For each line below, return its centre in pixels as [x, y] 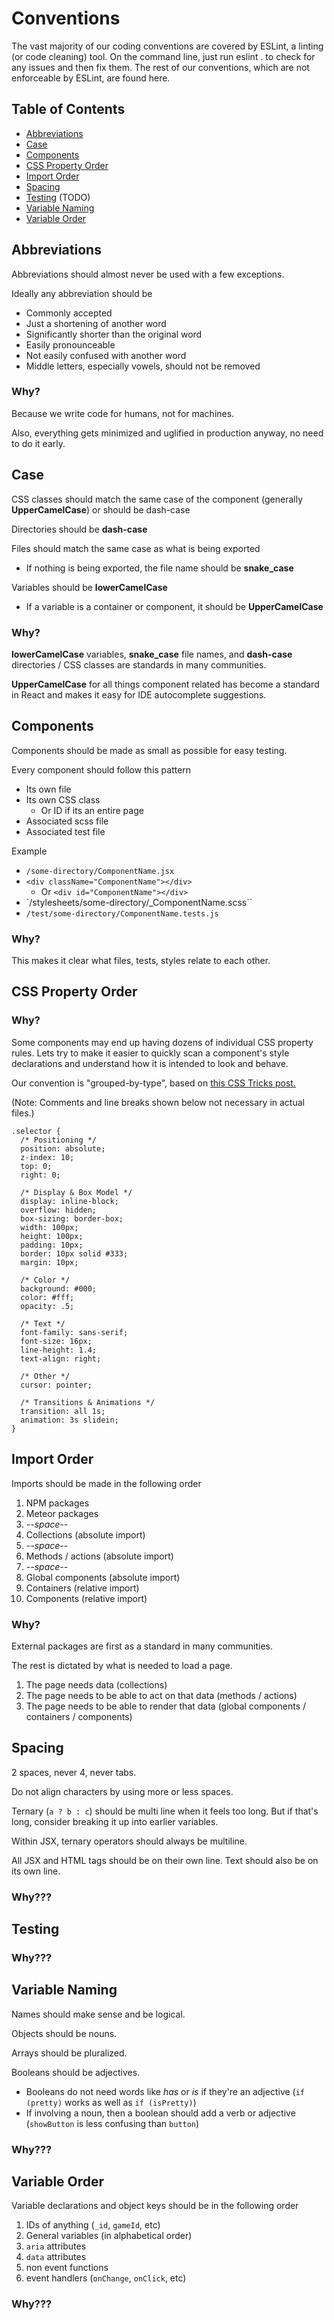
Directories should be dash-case [79, 529]
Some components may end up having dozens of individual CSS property [162, 1042]
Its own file [48, 789]
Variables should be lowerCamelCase [89, 587]
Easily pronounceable [70, 344]
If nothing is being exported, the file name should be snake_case [159, 568]
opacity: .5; [47, 1306]
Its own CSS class [63, 799]
